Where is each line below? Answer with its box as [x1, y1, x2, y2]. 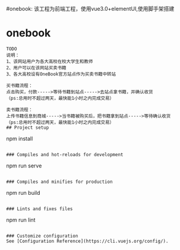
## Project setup [6, 124, 49, 131]
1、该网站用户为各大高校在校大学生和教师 [6, 58, 93, 64]
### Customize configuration [6, 233, 78, 239]
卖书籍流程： [6, 106, 33, 113]
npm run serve [6, 162, 42, 169]
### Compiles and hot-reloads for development [6, 151, 124, 157]
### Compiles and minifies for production [6, 179, 113, 185]
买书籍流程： [6, 83, 33, 88]
